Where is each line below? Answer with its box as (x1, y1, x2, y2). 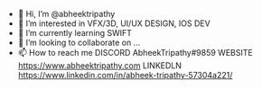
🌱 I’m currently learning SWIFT (17, 28, 133, 38)
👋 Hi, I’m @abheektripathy (17, 9, 116, 19)
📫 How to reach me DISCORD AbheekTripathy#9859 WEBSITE (17, 48, 253, 58)
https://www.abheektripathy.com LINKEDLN (17, 60, 182, 71)
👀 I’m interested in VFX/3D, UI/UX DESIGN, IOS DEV (17, 18, 211, 29)
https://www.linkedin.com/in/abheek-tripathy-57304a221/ (17, 70, 233, 80)
